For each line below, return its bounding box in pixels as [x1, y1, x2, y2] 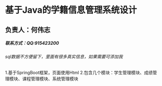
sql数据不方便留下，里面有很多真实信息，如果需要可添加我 [5, 54, 123, 59]
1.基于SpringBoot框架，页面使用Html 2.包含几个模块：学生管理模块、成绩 [5, 70, 153, 76]
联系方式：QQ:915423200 [5, 40, 59, 46]
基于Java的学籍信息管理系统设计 [5, 4, 137, 16]
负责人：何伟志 [5, 26, 51, 34]
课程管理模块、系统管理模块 [22, 76, 79, 82]
